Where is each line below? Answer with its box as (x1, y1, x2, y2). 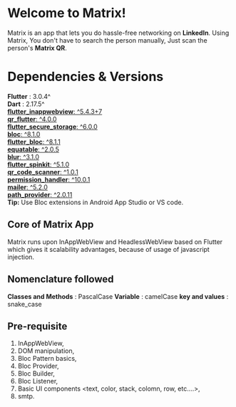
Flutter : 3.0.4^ (7, 92, 51, 100)
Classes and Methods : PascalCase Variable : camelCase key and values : (7, 292, 229, 300)
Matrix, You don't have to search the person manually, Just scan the (7, 36, 208, 44)
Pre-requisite (7, 320, 68, 332)
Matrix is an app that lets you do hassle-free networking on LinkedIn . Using (7, 28, 230, 37)
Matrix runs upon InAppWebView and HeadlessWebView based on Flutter (7, 237, 223, 246)
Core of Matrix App (7, 218, 94, 231)
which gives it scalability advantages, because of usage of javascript (7, 245, 210, 253)
